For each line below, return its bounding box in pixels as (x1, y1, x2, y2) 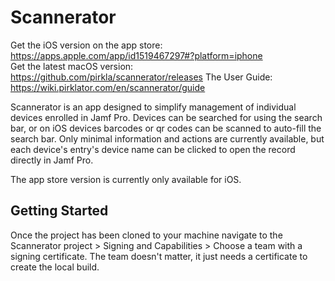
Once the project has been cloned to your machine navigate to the (10, 229, 283, 241)
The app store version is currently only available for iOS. (10, 173, 242, 185)
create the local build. (10, 261, 100, 273)
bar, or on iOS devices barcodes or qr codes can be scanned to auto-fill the (10, 122, 322, 134)
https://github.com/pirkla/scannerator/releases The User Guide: (10, 71, 273, 83)
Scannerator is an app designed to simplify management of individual (10, 101, 297, 113)
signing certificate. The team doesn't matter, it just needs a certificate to (10, 250, 308, 262)
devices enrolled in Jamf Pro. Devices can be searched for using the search (10, 111, 323, 123)
